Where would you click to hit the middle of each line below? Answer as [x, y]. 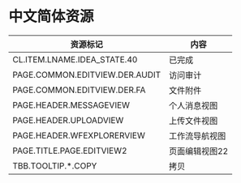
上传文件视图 [194, 121]
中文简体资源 [52, 17]
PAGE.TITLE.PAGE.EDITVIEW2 [70, 151]
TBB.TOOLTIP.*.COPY [55, 165]
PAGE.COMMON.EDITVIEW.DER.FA [79, 90]
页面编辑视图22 [199, 151]
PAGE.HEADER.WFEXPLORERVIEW [79, 135]
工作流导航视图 [198, 136]
